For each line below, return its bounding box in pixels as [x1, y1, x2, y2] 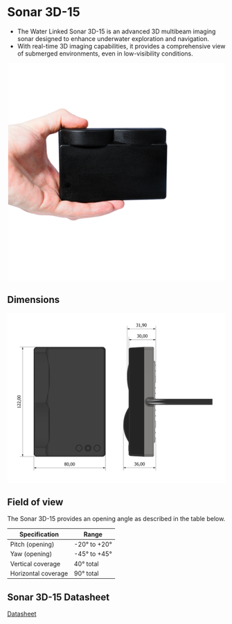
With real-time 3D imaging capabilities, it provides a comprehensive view [17, 42, 226, 50]
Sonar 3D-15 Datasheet [7, 591, 109, 603]
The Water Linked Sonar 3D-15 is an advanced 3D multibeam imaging [17, 27, 216, 35]
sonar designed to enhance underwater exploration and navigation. [17, 34, 209, 42]
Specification [19, 529, 59, 539]
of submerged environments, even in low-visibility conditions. [17, 49, 193, 58]
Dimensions [7, 294, 60, 306]
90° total [73, 569, 99, 577]
